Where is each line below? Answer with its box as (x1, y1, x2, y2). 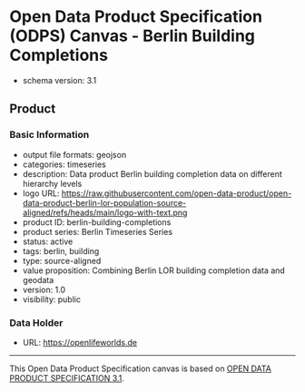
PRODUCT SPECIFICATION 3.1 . (9, 372, 125, 383)
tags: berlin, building (22, 245, 100, 256)
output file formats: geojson (22, 149, 127, 160)
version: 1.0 (22, 284, 66, 295)
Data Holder (9, 316, 64, 328)
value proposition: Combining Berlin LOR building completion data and (22, 265, 286, 276)
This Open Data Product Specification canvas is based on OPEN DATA (9, 363, 272, 374)
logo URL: (22, 188, 60, 199)
